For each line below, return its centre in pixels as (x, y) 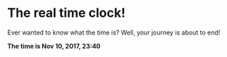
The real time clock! (66, 13)
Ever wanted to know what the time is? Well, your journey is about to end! (114, 32)
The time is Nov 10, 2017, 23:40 (54, 46)
